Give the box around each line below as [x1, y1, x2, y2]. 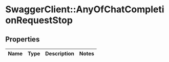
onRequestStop [5, 14, 73, 26]
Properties [5, 35, 40, 44]
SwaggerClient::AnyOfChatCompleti [5, 4, 165, 15]
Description [45, 50, 74, 57]
